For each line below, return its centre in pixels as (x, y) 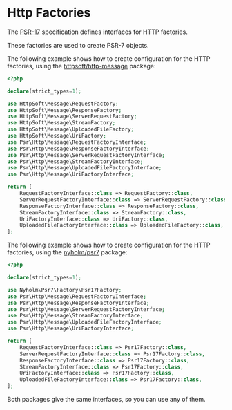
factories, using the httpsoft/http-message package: (82, 66)
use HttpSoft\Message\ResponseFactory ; (65, 110)
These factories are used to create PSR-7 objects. (78, 45)
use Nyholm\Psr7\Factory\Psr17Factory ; (65, 290)
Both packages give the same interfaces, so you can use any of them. (106, 400)
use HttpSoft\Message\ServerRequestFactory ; (72, 117)
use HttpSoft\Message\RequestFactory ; (63, 104)
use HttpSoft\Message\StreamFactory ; (61, 123)
